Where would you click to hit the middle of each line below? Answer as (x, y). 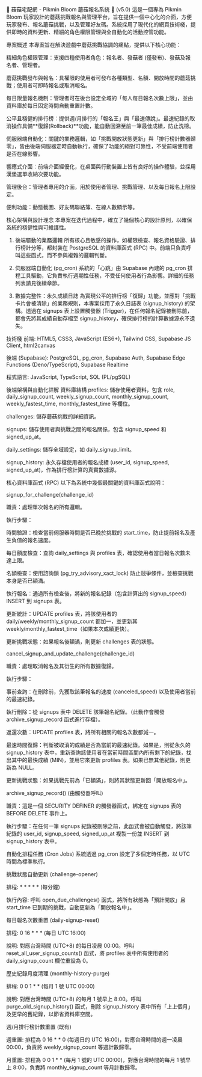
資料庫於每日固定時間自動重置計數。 (51, 106)
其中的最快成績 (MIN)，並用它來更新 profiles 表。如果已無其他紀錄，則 (98, 760)
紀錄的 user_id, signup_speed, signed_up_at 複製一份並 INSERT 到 (88, 833)
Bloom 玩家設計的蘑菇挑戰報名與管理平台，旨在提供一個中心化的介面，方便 (99, 17)
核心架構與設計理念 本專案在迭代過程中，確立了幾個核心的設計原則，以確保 (99, 220)
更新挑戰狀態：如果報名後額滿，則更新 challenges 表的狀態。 (82, 642)
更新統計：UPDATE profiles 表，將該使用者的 (62, 614)
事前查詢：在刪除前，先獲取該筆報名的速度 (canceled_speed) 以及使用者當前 (101, 692)
